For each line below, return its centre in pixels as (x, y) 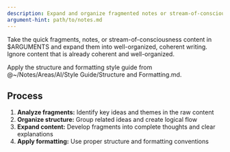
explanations (35, 134)
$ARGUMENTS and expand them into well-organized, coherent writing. (107, 47)
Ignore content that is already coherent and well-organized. (91, 54)
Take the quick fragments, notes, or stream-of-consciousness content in (110, 39)
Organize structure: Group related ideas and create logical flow (107, 120)
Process (25, 96)
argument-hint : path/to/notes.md (55, 20)
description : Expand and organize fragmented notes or (87, 13)
